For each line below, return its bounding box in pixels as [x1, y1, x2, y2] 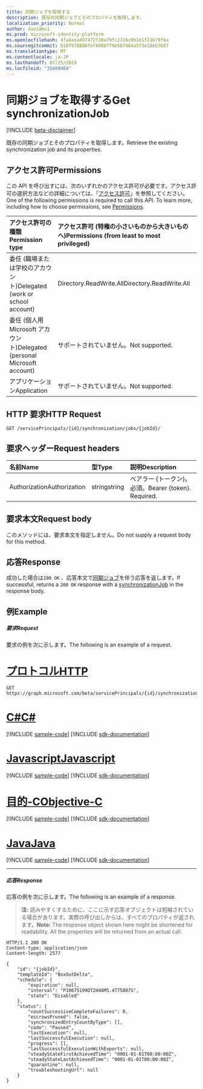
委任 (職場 [9, 255, 38, 263]
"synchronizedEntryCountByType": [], [28, 1019, 123, 1025]
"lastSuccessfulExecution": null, [28, 1035, 115, 1042]
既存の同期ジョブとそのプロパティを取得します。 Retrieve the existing [6, 139, 178, 146]
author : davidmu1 [6, 25, 50, 32]
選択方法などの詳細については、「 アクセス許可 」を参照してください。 [16, 190, 188, 197]
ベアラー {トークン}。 [129, 474, 192, 483]
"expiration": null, [28, 982, 80, 988]
